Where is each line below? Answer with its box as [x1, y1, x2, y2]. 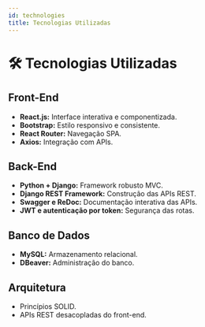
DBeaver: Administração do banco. [19, 258, 135, 268]
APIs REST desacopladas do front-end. [19, 310, 147, 319]
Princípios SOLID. [19, 301, 76, 311]
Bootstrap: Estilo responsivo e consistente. [19, 120, 160, 130]
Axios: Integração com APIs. [19, 137, 114, 147]
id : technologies [8, 11, 65, 20]
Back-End [8, 159, 58, 173]
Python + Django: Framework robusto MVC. [19, 180, 164, 190]
